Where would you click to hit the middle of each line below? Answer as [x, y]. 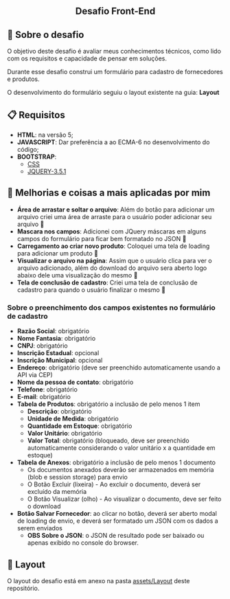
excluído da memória [57, 492]
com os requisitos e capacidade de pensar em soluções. [87, 58]
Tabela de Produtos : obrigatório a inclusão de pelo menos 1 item [108, 404]
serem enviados [40, 528]
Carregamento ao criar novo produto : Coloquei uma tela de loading [113, 246]
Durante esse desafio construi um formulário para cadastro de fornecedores [115, 72]
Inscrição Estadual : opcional [58, 353]
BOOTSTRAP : [37, 157]
